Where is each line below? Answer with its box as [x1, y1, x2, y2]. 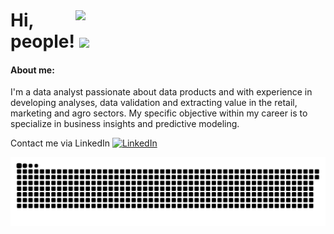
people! [10, 30, 75, 53]
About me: [10, 64, 55, 76]
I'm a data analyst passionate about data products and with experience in [10, 86, 313, 98]
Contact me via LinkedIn [10, 137, 111, 149]
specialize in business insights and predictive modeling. [10, 118, 240, 130]
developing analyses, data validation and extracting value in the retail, [10, 97, 298, 109]
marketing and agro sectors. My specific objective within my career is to [10, 107, 308, 119]
